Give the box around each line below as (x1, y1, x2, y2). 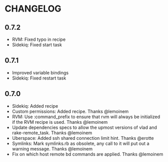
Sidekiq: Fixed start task (12, 42, 62, 48)
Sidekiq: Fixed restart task (12, 75, 66, 81)
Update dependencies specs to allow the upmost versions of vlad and (12, 124, 157, 130)
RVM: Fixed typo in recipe (12, 36, 66, 42)
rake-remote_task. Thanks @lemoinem (12, 129, 93, 136)
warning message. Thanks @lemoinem (12, 145, 93, 151)
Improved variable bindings (12, 69, 69, 75)
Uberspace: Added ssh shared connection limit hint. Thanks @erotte (12, 135, 154, 141)
